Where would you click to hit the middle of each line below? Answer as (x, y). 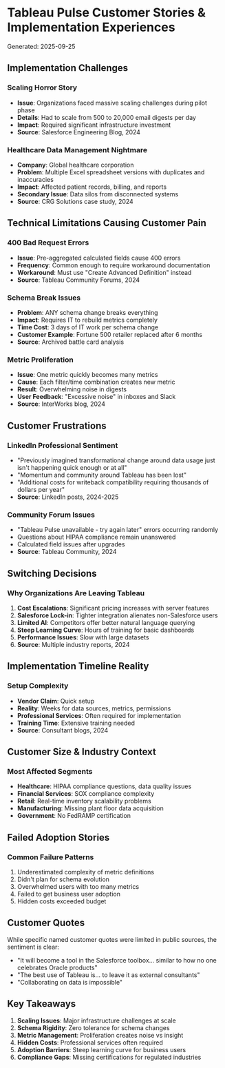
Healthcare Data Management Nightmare (77, 150)
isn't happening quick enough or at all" (72, 467)
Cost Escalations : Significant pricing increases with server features (113, 608)
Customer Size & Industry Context (82, 751)
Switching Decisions (52, 573)
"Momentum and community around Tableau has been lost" (102, 475)
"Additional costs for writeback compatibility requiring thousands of (113, 482)
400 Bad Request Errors (48, 243)
